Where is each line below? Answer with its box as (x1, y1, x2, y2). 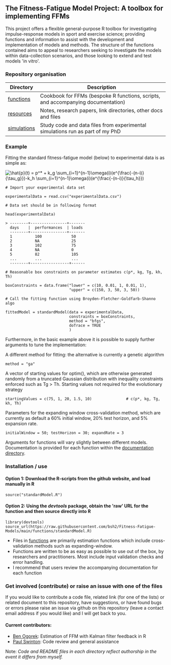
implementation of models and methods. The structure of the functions (5, 42, 154, 48)
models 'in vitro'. (5, 58, 40, 64)
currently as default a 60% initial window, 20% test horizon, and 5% (5, 415, 148, 421)
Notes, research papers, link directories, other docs (40, 107, 163, 114)
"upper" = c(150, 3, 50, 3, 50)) (69, 287, 140, 293)
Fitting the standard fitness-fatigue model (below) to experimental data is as (5, 155, 165, 161)
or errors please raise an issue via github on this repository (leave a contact (5, 605, 164, 611)
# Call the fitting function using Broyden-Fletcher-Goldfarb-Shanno (5, 296, 156, 301)
